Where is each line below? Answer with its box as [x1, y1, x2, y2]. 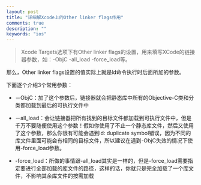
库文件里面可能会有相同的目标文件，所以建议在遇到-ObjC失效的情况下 [14, 137, 188, 144]
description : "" [6, 25, 47, 32]
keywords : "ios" [6, 31, 47, 37]
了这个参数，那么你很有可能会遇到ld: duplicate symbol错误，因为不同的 [14, 130, 191, 137]
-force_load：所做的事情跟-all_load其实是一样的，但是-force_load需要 [14, 157, 188, 165]
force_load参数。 [23, 145, 65, 152]
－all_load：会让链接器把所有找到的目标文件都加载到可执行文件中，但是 [14, 115, 192, 122]
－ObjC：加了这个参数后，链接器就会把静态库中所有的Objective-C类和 [14, 94, 189, 102]
